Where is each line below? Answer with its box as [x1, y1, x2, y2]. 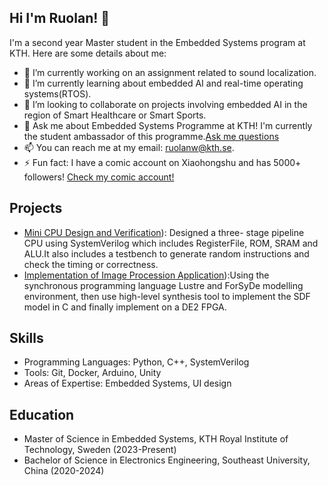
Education [9, 406, 75, 423]
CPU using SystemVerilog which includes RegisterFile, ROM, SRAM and [23, 237, 319, 249]
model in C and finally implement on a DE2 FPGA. [23, 301, 227, 313]
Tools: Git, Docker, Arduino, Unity [23, 367, 162, 379]
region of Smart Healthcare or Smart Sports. [23, 109, 207, 121]
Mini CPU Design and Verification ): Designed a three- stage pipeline [23, 226, 305, 238]
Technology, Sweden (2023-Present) [23, 444, 177, 456]
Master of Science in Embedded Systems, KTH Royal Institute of [23, 433, 289, 445]
